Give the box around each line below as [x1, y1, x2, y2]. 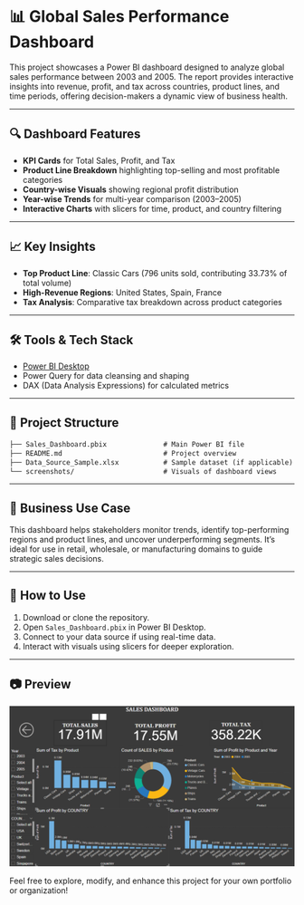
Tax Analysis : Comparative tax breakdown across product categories [22, 296, 282, 307]
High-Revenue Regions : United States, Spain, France [22, 286, 223, 298]
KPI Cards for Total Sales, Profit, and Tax [22, 155, 176, 166]
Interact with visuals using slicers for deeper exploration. [22, 640, 234, 651]
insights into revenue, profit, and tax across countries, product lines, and [9, 81, 280, 91]
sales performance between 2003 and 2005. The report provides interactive [9, 71, 294, 82]
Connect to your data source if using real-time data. [22, 631, 216, 642]
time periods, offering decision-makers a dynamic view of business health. [9, 91, 288, 101]
